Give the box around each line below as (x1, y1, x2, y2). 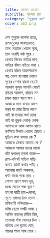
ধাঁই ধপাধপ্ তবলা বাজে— (5, 150, 40, 156)
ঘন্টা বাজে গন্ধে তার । (5, 173, 35, 178)
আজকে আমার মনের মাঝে (5, 145, 40, 151)
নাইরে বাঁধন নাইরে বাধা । (5, 62, 40, 68)
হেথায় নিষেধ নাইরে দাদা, (5, 57, 39, 62)
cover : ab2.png (5, 21, 36, 26)
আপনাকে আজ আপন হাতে (5, 123, 41, 129)
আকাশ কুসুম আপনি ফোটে (5, 84, 41, 90)
